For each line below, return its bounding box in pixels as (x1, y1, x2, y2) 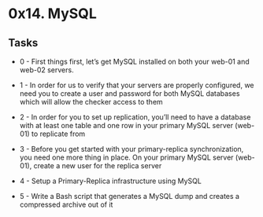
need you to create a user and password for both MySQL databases (19, 89, 240, 98)
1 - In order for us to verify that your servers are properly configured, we (19, 80, 254, 90)
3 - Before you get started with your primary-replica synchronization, (19, 145, 244, 153)
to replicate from (31, 129, 86, 138)
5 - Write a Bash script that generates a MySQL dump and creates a (19, 192, 240, 200)
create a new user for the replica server (33, 161, 162, 170)
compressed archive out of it (19, 200, 113, 209)
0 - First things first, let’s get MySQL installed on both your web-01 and (19, 57, 250, 66)
